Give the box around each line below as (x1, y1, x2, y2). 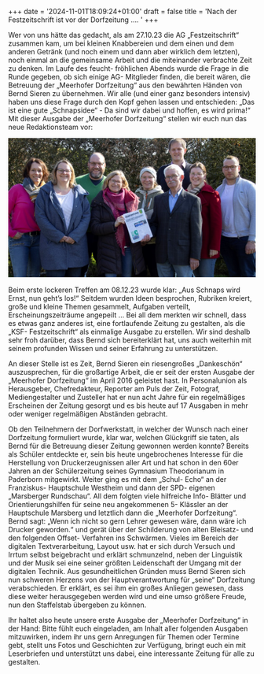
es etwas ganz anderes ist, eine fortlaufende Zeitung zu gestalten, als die (8, 319, 246, 328)
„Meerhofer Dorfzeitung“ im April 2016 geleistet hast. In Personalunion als (8, 376, 247, 385)
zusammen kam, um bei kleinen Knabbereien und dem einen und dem (8, 39, 234, 48)
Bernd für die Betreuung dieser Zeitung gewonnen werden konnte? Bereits (8, 441, 249, 450)
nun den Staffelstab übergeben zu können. (8, 600, 147, 609)
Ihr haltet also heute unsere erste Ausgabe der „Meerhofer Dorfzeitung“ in (8, 616, 249, 624)
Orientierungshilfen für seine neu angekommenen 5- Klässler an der (8, 500, 229, 509)
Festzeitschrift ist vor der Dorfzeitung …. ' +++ (8, 15, 159, 24)
